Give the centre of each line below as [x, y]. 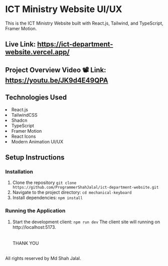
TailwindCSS [25, 115]
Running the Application [35, 211]
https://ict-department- [75, 45]
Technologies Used [36, 97]
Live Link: [21, 45]
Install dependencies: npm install [47, 198]
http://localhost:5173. [34, 227]
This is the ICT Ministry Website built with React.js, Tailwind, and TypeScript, [84, 23]
